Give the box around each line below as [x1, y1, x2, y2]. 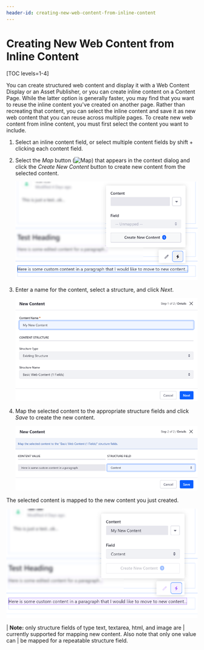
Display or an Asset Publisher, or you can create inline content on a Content [6, 88, 195, 95]
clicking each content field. [15, 144, 83, 152]
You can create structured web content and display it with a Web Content [6, 81, 189, 89]
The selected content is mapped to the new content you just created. [6, 496, 179, 504]
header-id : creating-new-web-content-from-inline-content [6, 10, 156, 16]
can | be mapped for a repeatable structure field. [6, 637, 129, 645]
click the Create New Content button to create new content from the [15, 163, 186, 170]
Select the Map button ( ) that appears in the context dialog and [15, 157, 190, 164]
